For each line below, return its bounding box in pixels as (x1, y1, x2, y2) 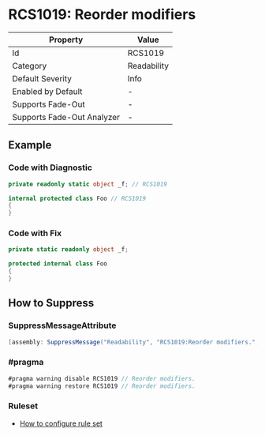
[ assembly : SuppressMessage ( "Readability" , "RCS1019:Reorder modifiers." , (8, 338, 259, 346)
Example (8, 138, 52, 152)
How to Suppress (8, 296, 95, 310)
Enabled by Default (12, 85, 83, 96)
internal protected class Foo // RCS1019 (8, 194, 147, 202)
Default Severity (12, 73, 73, 84)
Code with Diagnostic (8, 162, 93, 173)
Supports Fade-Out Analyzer (12, 111, 121, 122)
